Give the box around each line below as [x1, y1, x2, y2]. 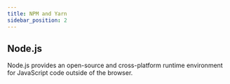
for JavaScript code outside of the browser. [7, 69, 133, 77]
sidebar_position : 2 [7, 17, 68, 24]
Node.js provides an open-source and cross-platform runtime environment [7, 61, 223, 70]
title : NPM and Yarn [7, 10, 68, 17]
